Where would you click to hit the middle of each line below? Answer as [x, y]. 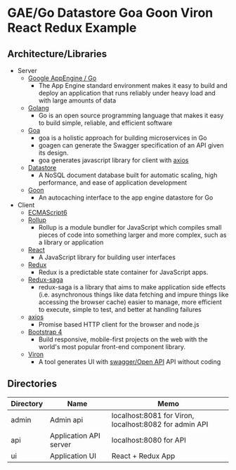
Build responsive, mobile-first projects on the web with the [123, 339]
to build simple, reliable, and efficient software [105, 123]
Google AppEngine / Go [62, 78]
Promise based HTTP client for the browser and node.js [119, 324]
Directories [32, 384]
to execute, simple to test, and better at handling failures [120, 309]
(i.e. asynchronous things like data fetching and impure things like [133, 294]
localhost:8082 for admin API [160, 424]
